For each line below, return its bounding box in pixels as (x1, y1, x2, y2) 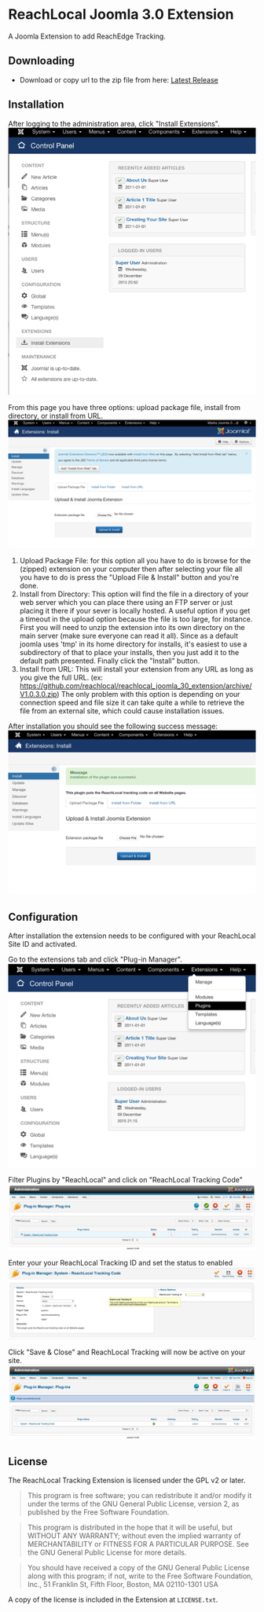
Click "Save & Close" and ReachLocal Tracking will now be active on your (8, 1347, 246, 1357)
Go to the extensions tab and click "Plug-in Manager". (8, 954, 182, 964)
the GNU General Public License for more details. (27, 1548, 187, 1557)
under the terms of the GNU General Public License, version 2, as (27, 1499, 240, 1509)
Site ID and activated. (8, 940, 78, 949)
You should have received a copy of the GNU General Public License (27, 1563, 250, 1573)
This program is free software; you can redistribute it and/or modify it (27, 1491, 252, 1500)
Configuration (8, 910, 79, 924)
